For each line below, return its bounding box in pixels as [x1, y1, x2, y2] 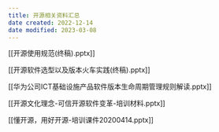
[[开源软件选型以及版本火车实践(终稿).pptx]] [8, 65, 151, 75]
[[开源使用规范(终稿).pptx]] [8, 49, 96, 58]
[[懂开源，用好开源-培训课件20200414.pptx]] [8, 115, 154, 125]
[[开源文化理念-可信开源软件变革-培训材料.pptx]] [8, 99, 165, 108]
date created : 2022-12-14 [8, 19, 93, 27]
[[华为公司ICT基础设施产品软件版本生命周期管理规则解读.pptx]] [8, 82, 212, 91]
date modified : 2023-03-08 [8, 26, 97, 34]
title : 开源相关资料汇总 [8, 11, 80, 20]
